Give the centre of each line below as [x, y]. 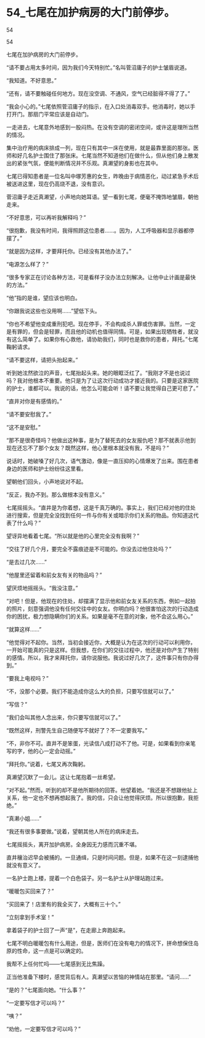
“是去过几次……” [27, 562]
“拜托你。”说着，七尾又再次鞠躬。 [48, 764]
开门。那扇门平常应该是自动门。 [52, 114]
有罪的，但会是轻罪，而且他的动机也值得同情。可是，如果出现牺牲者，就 [102, 331]
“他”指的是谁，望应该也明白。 [44, 298]
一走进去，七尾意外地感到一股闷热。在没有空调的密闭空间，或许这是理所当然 [103, 127]
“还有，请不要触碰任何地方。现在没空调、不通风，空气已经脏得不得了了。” [98, 93]
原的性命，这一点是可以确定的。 [46, 950]
